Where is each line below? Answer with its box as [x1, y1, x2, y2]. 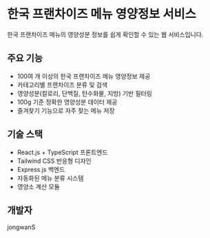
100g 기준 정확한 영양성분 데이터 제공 [17, 98, 118, 106]
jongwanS [7, 223, 36, 231]
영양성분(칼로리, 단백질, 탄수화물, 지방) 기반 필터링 [17, 89, 153, 97]
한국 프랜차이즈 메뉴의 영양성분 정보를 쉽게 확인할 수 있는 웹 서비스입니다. [7, 30, 204, 39]
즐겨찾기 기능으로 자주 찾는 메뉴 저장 [17, 106, 115, 114]
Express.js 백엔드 [17, 165, 65, 173]
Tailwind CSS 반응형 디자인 [17, 156, 92, 165]
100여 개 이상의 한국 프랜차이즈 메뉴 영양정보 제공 [17, 72, 151, 80]
